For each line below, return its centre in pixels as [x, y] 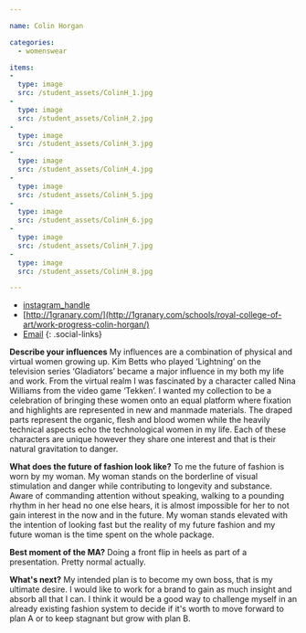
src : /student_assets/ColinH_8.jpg [85, 271]
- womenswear [42, 51]
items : [22, 68]
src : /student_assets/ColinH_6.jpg [85, 220]
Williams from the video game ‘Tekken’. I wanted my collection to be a [141, 391]
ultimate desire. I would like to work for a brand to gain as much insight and [151, 589]
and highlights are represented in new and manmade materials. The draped [151, 410]
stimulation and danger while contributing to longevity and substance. [141, 486]
